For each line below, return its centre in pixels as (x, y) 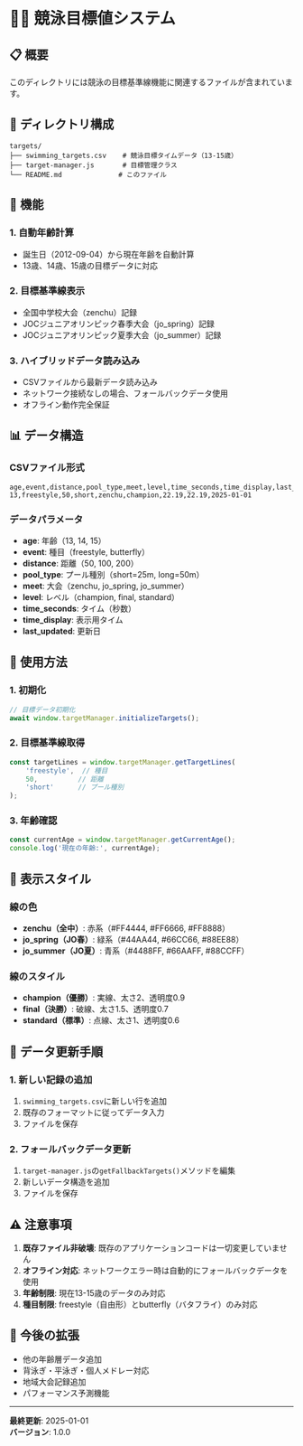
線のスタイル (37, 976)
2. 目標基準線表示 (47, 291)
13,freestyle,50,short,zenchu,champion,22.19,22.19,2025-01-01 (131, 495)
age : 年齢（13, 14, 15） (64, 541)
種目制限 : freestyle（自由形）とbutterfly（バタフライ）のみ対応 (140, 1305)
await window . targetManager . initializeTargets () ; (105, 718)
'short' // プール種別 (75, 787)
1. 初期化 (28, 690)
